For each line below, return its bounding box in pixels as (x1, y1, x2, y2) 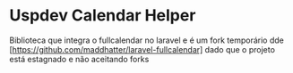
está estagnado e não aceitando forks (9, 53, 150, 64)
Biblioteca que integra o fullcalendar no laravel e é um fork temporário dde (9, 35, 284, 45)
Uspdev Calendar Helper (9, 5, 196, 26)
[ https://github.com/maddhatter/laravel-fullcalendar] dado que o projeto (9, 44, 276, 54)
